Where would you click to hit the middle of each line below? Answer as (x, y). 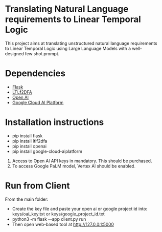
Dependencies (35, 74)
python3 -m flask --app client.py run (49, 219)
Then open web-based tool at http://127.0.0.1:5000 (63, 224)
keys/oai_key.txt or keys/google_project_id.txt (58, 214)
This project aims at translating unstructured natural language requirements (81, 43)
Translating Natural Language (67, 9)
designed (15, 53)
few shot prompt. (42, 53)
